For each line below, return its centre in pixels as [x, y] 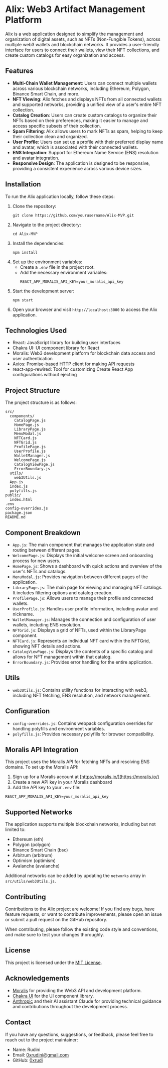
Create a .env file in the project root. [57, 267]
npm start [23, 300]
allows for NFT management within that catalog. [62, 657]
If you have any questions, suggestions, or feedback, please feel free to [79, 1034]
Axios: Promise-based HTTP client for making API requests [73, 364]
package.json [19, 513]
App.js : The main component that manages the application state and [83, 545]
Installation [23, 184]
